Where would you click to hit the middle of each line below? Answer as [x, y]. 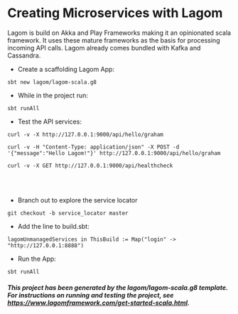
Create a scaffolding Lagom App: [66, 69]
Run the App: [37, 259]
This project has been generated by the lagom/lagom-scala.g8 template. [118, 287]
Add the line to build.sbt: [54, 226]
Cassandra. [24, 55]
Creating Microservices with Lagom [115, 13]
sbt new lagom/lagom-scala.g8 [52, 82]
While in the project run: [53, 95]
